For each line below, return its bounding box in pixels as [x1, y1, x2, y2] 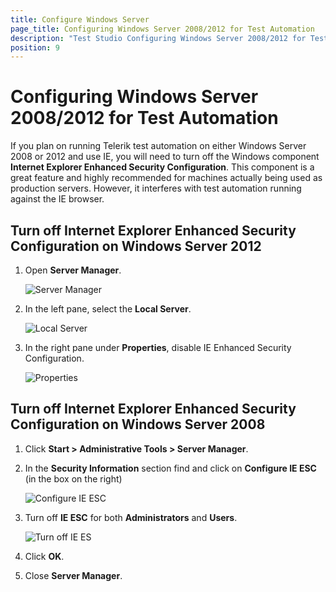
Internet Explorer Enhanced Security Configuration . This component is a [10, 161, 315, 173]
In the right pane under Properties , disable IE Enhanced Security [24, 342, 292, 353]
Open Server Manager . [24, 264, 122, 276]
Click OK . [24, 550, 65, 562]
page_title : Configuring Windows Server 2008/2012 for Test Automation [10, 24, 315, 34]
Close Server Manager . [24, 569, 123, 581]
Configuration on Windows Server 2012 [10, 237, 262, 255]
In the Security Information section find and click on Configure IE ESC [24, 462, 317, 474]
